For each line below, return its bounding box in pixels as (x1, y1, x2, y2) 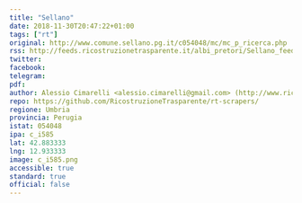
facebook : (9, 64, 47, 73)
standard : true (9, 172, 67, 181)
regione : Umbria (9, 105, 70, 114)
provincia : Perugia (9, 113, 83, 122)
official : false (9, 181, 70, 190)
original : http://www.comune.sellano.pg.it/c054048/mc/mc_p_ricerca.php (9, 38, 288, 48)
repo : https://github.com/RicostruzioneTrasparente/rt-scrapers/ (9, 96, 259, 106)
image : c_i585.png (9, 154, 78, 164)
